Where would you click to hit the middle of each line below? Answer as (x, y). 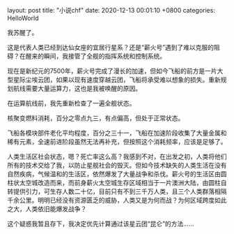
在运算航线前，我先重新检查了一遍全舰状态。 (71, 103)
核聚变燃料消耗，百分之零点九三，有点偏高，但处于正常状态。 (96, 118)
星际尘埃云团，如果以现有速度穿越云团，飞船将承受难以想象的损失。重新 (117, 80)
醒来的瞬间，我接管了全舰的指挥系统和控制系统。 (95, 56)
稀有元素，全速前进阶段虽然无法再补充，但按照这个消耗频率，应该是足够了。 (117, 141)
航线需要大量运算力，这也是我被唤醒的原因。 (77, 88)
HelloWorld (23, 18)
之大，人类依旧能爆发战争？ (47, 209)
